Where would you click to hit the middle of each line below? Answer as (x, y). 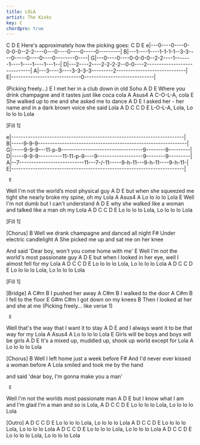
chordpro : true (25, 28)
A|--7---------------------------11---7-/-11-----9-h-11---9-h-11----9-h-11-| (98, 162)
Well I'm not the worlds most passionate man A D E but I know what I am (95, 398)
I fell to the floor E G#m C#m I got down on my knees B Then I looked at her (99, 300)
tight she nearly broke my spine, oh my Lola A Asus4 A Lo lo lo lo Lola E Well (100, 197)
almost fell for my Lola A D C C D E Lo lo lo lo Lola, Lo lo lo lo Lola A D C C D (99, 264)
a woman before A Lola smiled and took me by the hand (75, 365)
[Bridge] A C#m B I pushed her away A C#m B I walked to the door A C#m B (99, 293)
